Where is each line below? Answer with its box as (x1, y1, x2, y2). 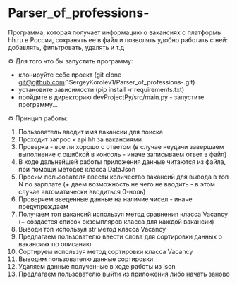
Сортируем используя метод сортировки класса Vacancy (18, 247, 193, 255)
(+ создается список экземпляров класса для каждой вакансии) (18, 217, 214, 226)
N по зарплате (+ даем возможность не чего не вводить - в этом (18, 179, 216, 188)
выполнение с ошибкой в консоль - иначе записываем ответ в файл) (18, 150, 227, 158)
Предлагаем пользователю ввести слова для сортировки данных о (18, 232, 223, 241)
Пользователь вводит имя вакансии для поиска (18, 127, 163, 136)
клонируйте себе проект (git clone (18, 70, 122, 79)
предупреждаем (18, 202, 69, 210)
